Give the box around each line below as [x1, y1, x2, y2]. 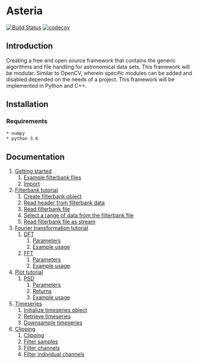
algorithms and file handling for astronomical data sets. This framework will [6, 63, 190, 70]
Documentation [6, 151, 65, 162]
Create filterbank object [23, 193, 82, 200]
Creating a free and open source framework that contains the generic [6, 56, 176, 64]
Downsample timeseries [23, 319, 83, 326]
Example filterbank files [23, 174, 82, 181]
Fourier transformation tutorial [14, 225, 88, 232]
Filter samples [23, 338, 58, 345]
